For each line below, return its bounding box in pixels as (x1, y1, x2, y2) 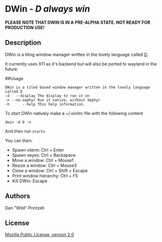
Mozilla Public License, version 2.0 (5, 232, 74, 238)
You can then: (5, 137, 33, 144)
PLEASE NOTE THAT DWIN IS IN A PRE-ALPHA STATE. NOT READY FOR (5, 19, 151, 25)
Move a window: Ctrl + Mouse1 (12, 157, 74, 163)
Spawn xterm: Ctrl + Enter (12, 147, 64, 153)
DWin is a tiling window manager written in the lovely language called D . (5, 51, 148, 57)
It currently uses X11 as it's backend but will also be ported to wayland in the (5, 61, 157, 66)
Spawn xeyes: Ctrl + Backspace (12, 152, 76, 158)
